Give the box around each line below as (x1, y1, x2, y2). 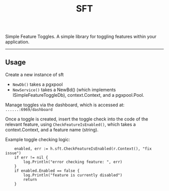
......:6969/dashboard (5, 107, 53, 112)
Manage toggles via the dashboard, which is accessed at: (5, 102, 125, 108)
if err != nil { (14, 155, 49, 160)
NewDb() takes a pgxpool (12, 81, 63, 87)
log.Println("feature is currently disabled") (23, 172, 123, 177)
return (23, 177, 37, 182)
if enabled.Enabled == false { (14, 168, 80, 173)
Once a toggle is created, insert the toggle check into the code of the (5, 116, 148, 122)
